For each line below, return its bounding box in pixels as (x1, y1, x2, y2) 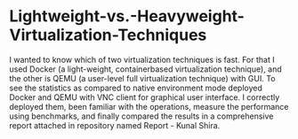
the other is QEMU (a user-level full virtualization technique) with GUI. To (9, 73, 276, 83)
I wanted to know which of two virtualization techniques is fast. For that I (9, 54, 275, 65)
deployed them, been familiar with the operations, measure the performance (9, 101, 289, 112)
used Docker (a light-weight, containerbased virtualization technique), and (9, 64, 282, 74)
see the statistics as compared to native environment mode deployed (9, 82, 262, 93)
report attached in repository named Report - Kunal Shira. (9, 120, 221, 130)
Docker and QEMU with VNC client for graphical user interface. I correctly (9, 91, 280, 103)
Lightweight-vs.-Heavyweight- (9, 6, 245, 27)
